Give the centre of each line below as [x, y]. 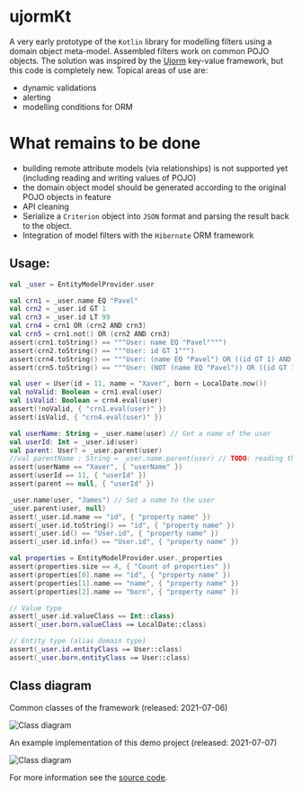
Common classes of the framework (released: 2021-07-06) [119, 707]
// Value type [36, 608]
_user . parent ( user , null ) [58, 508]
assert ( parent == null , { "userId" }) [82, 484]
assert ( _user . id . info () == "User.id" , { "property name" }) [124, 542]
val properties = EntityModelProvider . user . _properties [116, 559]
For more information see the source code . [89, 777]
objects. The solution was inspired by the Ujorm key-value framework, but [147, 60]
